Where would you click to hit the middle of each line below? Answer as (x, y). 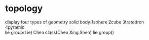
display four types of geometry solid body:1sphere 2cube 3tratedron (74, 22)
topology (24, 9)
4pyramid (15, 27)
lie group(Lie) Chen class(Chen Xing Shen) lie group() (60, 32)
